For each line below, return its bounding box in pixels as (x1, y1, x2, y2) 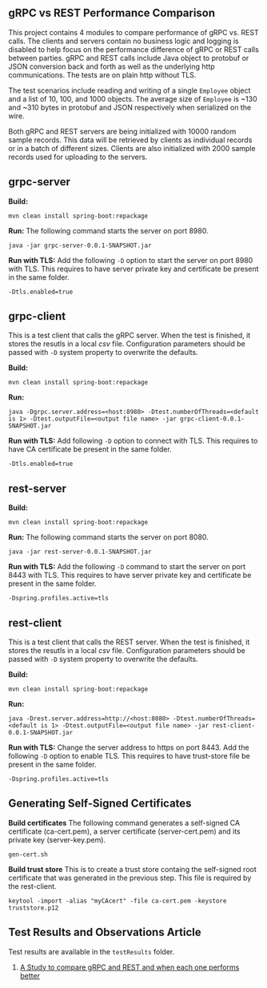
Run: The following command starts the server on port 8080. (8, 532, 209, 542)
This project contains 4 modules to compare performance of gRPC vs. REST (8, 27, 259, 37)
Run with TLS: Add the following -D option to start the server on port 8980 (8, 255, 253, 265)
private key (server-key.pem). (8, 835, 106, 844)
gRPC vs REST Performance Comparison (8, 6, 216, 20)
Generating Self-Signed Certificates (8, 797, 192, 811)
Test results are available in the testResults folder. (8, 946, 175, 956)
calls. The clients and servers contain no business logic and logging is (8, 36, 239, 46)
